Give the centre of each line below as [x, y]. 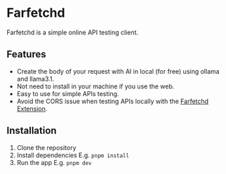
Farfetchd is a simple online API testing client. [72, 32]
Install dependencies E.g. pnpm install [73, 155]
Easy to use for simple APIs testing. [68, 93]
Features [26, 54]
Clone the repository [46, 147]
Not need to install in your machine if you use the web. [95, 86]
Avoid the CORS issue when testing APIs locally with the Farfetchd [112, 101]
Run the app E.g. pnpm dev [54, 162]
